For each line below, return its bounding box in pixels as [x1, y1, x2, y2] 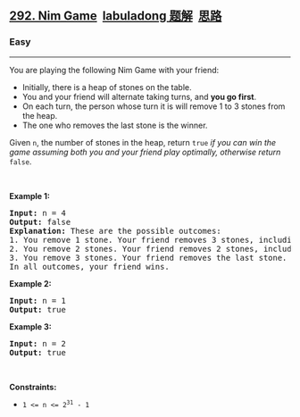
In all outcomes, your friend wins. [9, 262, 170, 271]
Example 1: [9, 190, 51, 201]
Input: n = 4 [9, 208, 67, 218]
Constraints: [9, 381, 57, 392]
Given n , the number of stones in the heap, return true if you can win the [9, 137, 277, 147]
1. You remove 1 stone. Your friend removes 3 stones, [9, 235, 254, 245]
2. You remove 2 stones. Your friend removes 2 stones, [9, 244, 259, 254]
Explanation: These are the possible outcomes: [9, 226, 221, 236]
